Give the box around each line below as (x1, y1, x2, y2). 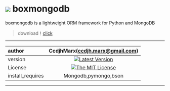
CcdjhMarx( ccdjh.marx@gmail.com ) (49, 47, 139, 54)
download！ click (17, 30, 53, 36)
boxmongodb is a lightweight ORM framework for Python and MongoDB (5, 20, 155, 26)
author (8, 47, 24, 54)
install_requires (8, 72, 44, 79)
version (8, 56, 26, 63)
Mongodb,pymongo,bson (63, 72, 124, 79)
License (8, 64, 27, 71)
